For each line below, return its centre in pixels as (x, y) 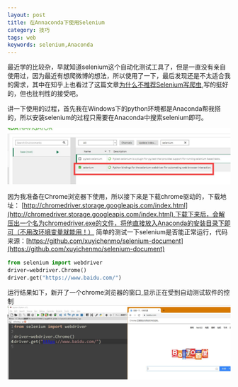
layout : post (27, 15)
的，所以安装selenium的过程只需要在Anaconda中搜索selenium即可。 (107, 118)
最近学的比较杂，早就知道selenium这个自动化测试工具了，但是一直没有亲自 (117, 67)
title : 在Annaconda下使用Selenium (56, 22)
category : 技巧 (29, 30)
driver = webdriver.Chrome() (47, 270)
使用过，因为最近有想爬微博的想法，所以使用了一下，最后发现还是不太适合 (116, 76)
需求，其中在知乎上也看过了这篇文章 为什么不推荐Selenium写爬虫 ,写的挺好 (121, 85)
